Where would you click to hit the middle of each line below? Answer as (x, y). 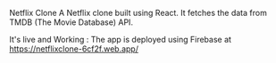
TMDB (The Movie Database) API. (71, 22)
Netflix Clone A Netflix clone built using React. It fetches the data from (138, 13)
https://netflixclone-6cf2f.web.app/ (74, 49)
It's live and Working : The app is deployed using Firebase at (121, 39)
